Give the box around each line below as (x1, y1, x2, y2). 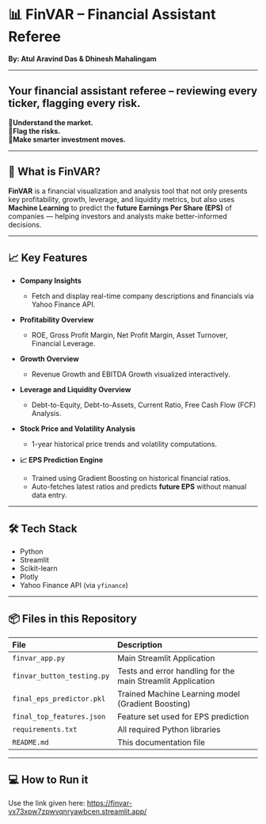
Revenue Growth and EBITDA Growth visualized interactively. (31, 369, 231, 380)
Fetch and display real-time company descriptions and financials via (31, 292, 255, 301)
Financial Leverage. (31, 339, 96, 349)
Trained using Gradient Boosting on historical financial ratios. (31, 474, 231, 483)
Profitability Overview (19, 315, 94, 325)
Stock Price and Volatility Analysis (19, 424, 136, 433)
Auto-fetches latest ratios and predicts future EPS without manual (31, 482, 247, 491)
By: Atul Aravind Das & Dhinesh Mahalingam (8, 54, 157, 63)
